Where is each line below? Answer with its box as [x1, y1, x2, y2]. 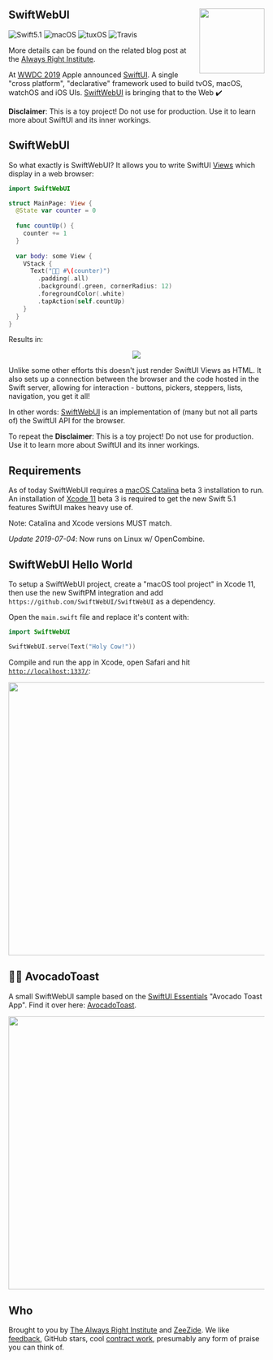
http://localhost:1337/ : [8, 665, 91, 675]
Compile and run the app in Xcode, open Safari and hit [8, 657, 191, 667]
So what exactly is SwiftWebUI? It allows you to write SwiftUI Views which [8, 160, 256, 170]
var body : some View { [15, 252, 93, 260]
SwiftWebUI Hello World [8, 557, 133, 571]
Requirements [8, 464, 81, 478]
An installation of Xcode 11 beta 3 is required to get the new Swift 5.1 [8, 494, 236, 504]
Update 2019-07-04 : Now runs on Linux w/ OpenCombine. [8, 534, 206, 544]
